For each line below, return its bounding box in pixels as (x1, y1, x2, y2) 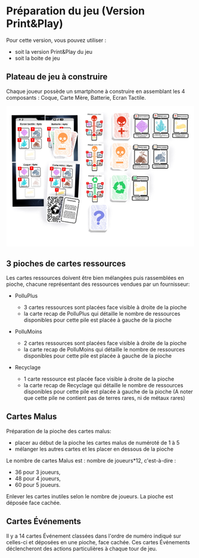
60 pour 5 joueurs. (14, 481, 61, 488)
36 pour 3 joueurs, (14, 468, 61, 476)
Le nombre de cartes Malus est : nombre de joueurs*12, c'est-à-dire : (6, 457, 176, 464)
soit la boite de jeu (14, 54, 61, 61)
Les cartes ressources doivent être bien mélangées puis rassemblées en (6, 275, 185, 282)
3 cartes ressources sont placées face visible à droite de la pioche (23, 304, 187, 311)
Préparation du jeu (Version (6, 4, 145, 18)
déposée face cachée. (6, 499, 61, 506)
